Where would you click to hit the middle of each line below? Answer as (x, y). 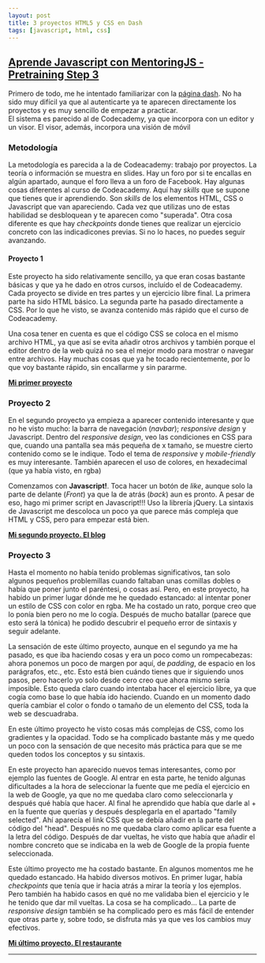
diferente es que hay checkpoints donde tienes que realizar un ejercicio (125, 224)
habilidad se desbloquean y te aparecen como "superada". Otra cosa (120, 215)
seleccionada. (31, 854)
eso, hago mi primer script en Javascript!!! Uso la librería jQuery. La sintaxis (131, 502)
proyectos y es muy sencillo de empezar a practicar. (93, 111)
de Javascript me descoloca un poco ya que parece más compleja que (123, 511)
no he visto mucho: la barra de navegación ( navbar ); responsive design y (127, 429)
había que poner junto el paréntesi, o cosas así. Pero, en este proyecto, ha (129, 589)
